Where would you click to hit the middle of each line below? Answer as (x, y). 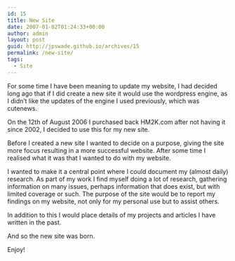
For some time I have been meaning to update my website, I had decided (112, 86)
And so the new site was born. (51, 236)
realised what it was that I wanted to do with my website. (89, 158)
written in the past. (34, 222)
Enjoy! (16, 249)
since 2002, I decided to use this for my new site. (79, 129)
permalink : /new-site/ (40, 53)
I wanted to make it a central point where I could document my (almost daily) (118, 171)
